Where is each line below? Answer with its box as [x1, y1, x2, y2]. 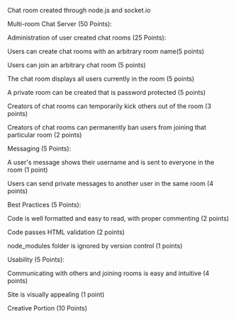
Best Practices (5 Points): [7, 201, 82, 209]
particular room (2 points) [7, 131, 82, 139]
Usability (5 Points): [7, 255, 65, 264]
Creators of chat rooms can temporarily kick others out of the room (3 [7, 102, 211, 110]
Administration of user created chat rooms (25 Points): [7, 33, 167, 42]
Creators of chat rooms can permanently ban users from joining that [7, 123, 207, 132]
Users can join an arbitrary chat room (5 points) [7, 61, 147, 69]
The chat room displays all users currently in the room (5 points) [7, 74, 195, 83]
